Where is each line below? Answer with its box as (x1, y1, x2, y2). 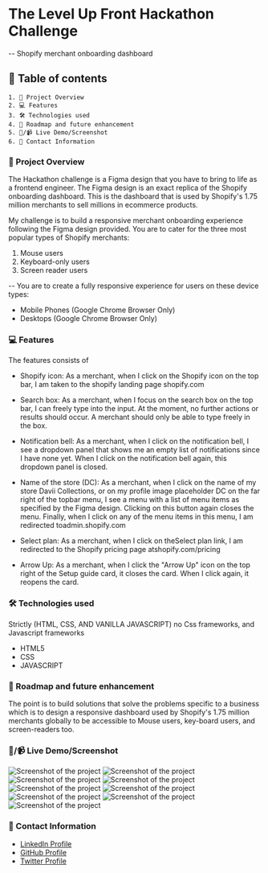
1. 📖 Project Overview (8, 93, 84, 101)
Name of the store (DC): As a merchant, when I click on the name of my (19, 478, 257, 488)
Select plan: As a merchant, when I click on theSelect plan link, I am (19, 536, 243, 546)
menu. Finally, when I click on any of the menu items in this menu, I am (19, 512, 254, 521)
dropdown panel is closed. (19, 462, 108, 472)
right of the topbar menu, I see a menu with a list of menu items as (19, 495, 240, 504)
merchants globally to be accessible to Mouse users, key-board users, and (8, 715, 255, 725)
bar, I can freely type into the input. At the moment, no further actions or (19, 404, 259, 414)
